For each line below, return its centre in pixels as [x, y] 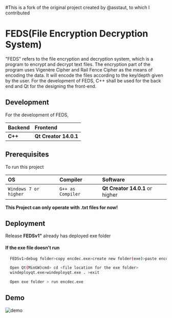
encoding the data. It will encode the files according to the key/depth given [84, 75]
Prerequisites [27, 155]
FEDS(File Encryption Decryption [77, 34]
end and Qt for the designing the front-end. [51, 86]
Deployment [25, 223]
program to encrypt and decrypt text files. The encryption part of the [78, 64]
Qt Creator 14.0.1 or [127, 188]
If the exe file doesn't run [33, 248]
